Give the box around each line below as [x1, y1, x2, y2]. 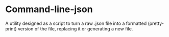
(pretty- [148, 20, 164, 26]
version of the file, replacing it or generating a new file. [17, 25, 133, 31]
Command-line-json [5, 4, 93, 15]
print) [5, 25, 17, 31]
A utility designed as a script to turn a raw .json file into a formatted [5, 20, 147, 26]
